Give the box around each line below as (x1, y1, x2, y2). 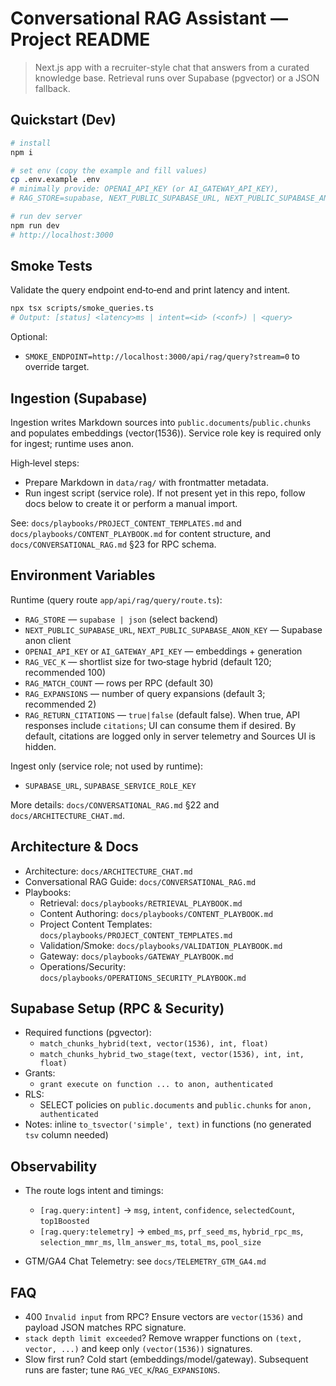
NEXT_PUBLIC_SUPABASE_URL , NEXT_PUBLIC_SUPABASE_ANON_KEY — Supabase (24, 623, 323, 636)
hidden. (24, 740, 57, 752)
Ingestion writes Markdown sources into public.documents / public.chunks (10, 417, 312, 428)
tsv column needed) (24, 1129, 109, 1141)
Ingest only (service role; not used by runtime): (10, 760, 204, 772)
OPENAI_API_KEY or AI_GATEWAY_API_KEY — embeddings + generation (24, 645, 303, 657)
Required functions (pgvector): (24, 1027, 152, 1039)
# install (10, 138, 52, 148)
